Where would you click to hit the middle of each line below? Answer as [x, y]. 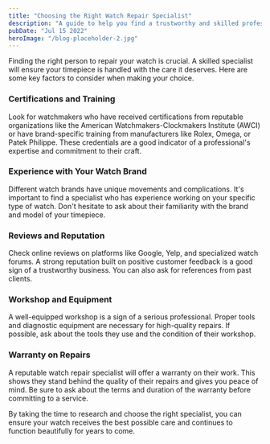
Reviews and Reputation [57, 236]
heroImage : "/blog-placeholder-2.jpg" [73, 38]
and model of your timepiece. [57, 215]
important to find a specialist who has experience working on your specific [132, 197]
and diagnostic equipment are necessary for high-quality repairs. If [119, 326]
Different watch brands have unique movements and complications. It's [126, 189]
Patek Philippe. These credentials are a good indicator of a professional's [129, 142]
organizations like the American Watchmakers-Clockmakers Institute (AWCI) [135, 125]
